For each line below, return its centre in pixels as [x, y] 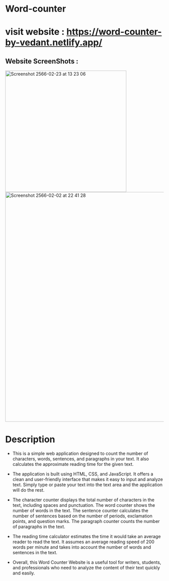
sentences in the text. [35, 553]
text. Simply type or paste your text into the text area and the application [87, 485]
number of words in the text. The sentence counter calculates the [80, 511]
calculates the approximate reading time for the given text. [73, 464]
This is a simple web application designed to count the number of [80, 454]
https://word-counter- [114, 32]
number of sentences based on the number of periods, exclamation [82, 516]
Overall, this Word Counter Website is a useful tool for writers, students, [87, 562]
